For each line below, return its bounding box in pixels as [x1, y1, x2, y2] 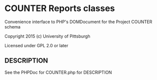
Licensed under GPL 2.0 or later [4, 42, 69, 48]
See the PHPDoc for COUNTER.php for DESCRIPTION [4, 69, 112, 75]
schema [4, 24, 20, 29]
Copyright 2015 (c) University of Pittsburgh [4, 33, 90, 39]
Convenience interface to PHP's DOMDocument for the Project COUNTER [4, 19, 153, 25]
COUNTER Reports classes [4, 3, 115, 14]
